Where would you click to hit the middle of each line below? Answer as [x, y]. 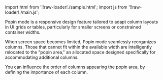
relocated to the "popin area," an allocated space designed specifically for [81, 52]
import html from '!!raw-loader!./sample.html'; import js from [66, 7]
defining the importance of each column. [47, 72]
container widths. [23, 32]
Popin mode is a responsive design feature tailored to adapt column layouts [82, 22]
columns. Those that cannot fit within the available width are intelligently [79, 47]
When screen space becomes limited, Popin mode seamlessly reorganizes [81, 42]
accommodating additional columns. [42, 57]
